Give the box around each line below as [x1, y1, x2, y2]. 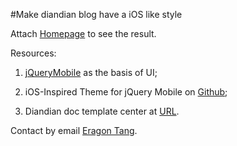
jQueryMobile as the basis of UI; [24, 67, 158, 78]
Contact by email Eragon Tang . [10, 125, 138, 136]
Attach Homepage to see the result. [10, 28, 157, 39]
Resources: [10, 47, 57, 59]
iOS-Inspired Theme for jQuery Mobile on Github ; [24, 86, 228, 98]
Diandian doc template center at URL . [24, 105, 180, 117]
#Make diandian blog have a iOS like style [10, 9, 183, 20]
